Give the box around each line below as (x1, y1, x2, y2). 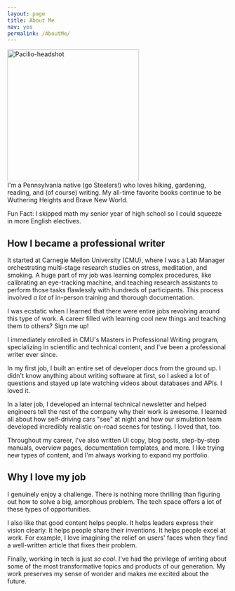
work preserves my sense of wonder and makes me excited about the (7, 569, 209, 578)
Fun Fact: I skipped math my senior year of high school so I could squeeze (7, 209, 222, 218)
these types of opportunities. (7, 505, 91, 513)
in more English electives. (7, 217, 81, 226)
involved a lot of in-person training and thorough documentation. (7, 293, 195, 302)
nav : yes (7, 23, 33, 30)
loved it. (7, 387, 30, 395)
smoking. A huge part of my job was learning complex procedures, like (7, 271, 212, 280)
